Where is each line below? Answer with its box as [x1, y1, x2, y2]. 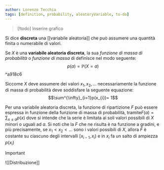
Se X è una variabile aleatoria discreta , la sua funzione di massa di [5, 50, 143, 56]
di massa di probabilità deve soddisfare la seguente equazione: [5, 87, 134, 93]
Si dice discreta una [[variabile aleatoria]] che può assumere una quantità [5, 35, 156, 41]
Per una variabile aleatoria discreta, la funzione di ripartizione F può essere [5, 104, 158, 110]
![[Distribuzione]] [5, 160, 40, 166]
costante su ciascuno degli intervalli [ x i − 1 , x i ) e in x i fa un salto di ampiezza [5, 133, 158, 140]
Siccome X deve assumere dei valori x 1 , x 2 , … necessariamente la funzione [5, 81, 157, 88]
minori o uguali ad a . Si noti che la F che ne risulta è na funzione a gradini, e [5, 122, 160, 127]
